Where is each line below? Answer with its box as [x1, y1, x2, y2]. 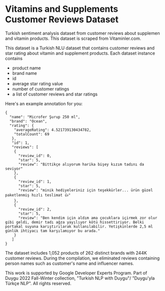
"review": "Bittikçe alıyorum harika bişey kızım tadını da [18, 162, 144, 167]
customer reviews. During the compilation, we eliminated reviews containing [5, 255, 160, 261]
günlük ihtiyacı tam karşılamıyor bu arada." [5, 228, 100, 233]
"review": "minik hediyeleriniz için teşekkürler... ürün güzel [18, 188, 153, 193]
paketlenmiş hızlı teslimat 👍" [5, 193, 71, 197]
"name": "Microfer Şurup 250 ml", [9, 114, 80, 119]
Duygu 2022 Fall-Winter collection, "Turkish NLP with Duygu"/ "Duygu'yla [5, 275, 155, 281]
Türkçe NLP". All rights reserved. [5, 280, 71, 286]
